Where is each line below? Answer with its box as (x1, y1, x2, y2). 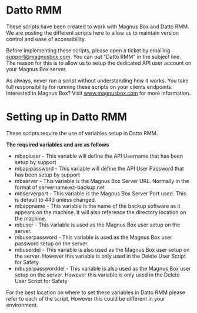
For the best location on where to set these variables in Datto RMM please (6, 289, 185, 296)
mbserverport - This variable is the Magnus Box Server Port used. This (14, 189, 186, 197)
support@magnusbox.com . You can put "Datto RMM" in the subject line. (6, 53, 181, 60)
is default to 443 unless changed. (14, 196, 96, 203)
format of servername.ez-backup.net (14, 184, 105, 191)
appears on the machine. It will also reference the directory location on (14, 208, 186, 215)
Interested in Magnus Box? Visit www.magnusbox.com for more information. (6, 89, 191, 96)
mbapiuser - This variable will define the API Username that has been (14, 152, 183, 159)
